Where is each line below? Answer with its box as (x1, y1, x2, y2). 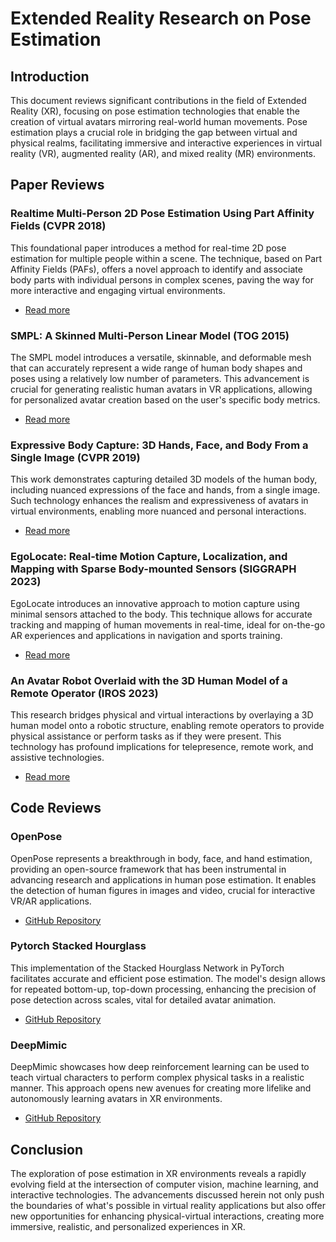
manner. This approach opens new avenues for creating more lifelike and (10, 1082, 312, 1094)
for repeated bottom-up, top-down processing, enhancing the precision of (10, 983, 317, 995)
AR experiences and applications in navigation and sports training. (10, 629, 283, 641)
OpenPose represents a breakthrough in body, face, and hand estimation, (10, 852, 313, 864)
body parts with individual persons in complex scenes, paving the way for (10, 273, 314, 286)
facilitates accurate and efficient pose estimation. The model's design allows (10, 972, 326, 984)
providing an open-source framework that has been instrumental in (10, 863, 287, 875)
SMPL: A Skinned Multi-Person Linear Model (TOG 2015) (10, 328, 290, 342)
